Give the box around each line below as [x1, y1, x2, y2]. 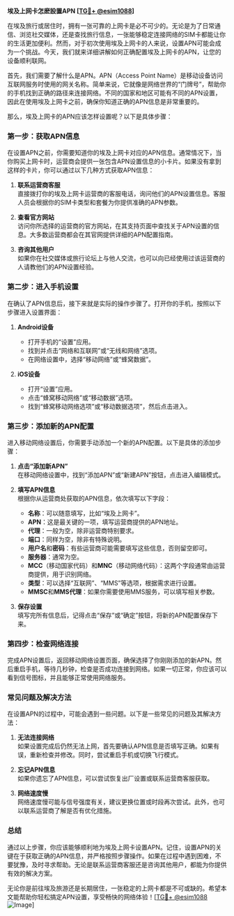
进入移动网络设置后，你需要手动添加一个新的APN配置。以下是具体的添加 [7, 438, 216, 446]
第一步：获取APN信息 [7, 131, 80, 141]
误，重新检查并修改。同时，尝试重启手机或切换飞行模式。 [17, 751, 182, 759]
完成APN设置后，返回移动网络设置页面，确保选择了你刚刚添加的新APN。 [7, 656, 216, 665]
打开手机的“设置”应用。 [27, 338, 95, 346]
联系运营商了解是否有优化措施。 [23, 806, 116, 815]
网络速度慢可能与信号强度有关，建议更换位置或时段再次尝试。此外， [17, 798, 213, 806]
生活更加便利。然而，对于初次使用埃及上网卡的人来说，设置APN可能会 [13, 39, 216, 47]
